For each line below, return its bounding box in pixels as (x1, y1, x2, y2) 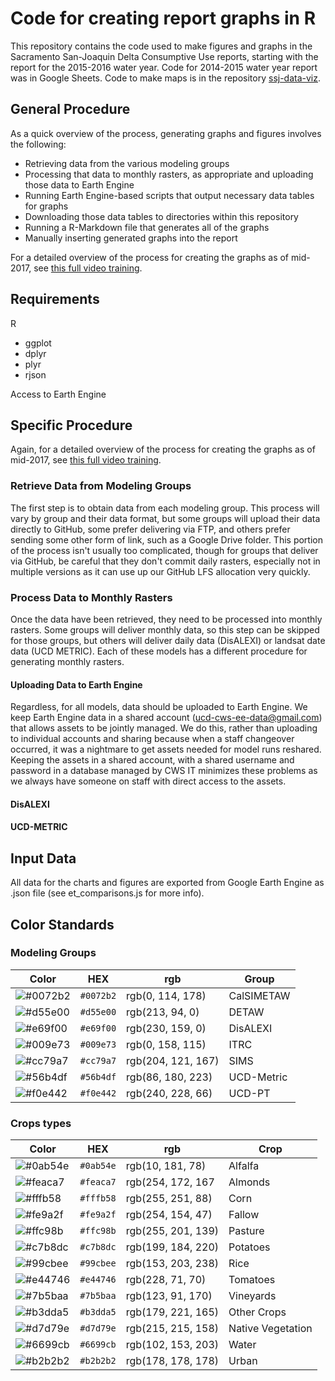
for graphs (24, 200, 69, 212)
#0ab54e (79, 1160, 117, 1172)
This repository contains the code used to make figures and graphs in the (10, 40, 313, 52)
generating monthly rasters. (10, 655, 125, 667)
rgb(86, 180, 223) (126, 1070, 213, 1084)
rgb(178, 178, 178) (125, 1354, 220, 1368)
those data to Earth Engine (24, 178, 135, 191)
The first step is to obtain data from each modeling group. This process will (10, 502, 320, 514)
